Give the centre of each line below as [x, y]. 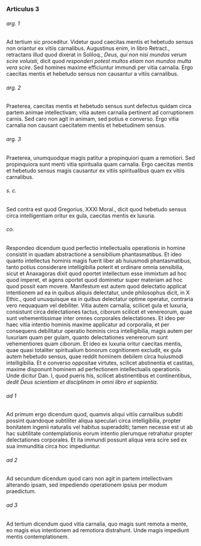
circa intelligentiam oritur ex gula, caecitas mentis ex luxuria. [81, 216]
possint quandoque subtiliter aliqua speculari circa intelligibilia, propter [94, 421]
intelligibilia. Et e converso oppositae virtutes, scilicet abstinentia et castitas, [100, 363]
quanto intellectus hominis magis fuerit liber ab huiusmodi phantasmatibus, [99, 261]
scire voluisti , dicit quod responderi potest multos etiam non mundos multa [99, 61]
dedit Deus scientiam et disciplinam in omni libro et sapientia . [82, 382]
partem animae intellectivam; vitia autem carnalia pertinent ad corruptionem [100, 112]
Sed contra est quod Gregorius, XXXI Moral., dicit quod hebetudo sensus [97, 209]
